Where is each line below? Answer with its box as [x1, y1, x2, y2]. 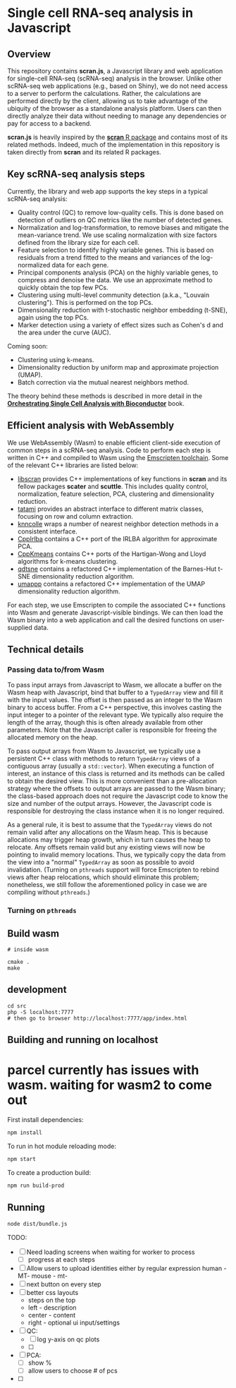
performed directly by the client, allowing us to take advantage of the [7, 97, 208, 105]
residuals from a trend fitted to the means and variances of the [17, 253, 199, 262]
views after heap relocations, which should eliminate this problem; [7, 873, 199, 881]
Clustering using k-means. [17, 355, 94, 364]
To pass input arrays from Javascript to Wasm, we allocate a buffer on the [7, 681, 222, 689]
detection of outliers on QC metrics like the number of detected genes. [17, 215, 223, 224]
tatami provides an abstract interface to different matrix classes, [17, 505, 204, 513]
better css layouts [26, 1288, 79, 1296]
